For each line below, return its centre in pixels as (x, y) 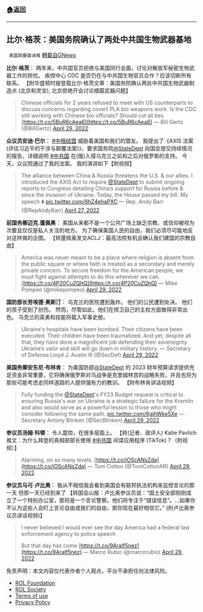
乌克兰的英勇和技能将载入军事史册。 (63, 317)
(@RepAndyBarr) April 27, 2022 (60, 210)
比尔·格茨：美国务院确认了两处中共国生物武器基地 (99, 40)
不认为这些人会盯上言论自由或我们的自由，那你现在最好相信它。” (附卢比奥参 (101, 508)
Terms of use (31, 596)
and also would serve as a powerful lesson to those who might (99, 407)
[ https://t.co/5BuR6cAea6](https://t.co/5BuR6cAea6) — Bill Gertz (102, 122)
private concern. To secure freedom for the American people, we (102, 271)
